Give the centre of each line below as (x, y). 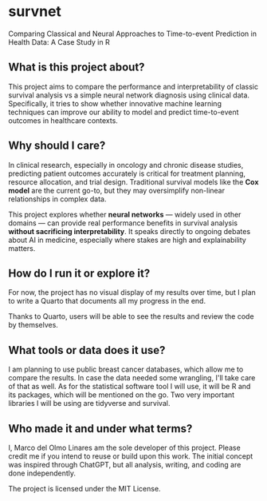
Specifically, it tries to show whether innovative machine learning (115, 103)
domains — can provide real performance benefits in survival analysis (123, 223)
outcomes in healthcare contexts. (63, 120)
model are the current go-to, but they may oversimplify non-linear (117, 190)
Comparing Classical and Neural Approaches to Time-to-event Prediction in (133, 34)
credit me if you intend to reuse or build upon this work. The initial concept (131, 456)
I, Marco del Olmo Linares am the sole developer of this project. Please (124, 447)
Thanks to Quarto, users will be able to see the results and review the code (131, 316)
